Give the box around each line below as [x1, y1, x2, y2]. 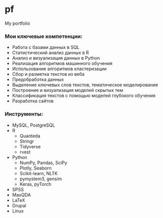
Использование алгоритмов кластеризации [12, 66, 107, 72]
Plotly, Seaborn [19, 165, 52, 171]
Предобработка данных [12, 77, 64, 83]
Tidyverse [19, 143, 41, 149]
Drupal [12, 202, 26, 208]
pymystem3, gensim [19, 176, 62, 182]
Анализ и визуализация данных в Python [12, 55, 100, 61]
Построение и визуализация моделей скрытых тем [12, 87, 124, 93]
